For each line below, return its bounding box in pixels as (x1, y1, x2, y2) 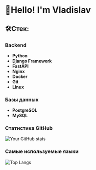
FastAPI (12, 63, 29, 69)
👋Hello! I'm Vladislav (5, 4, 91, 16)
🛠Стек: (5, 24, 29, 33)
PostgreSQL (12, 107, 38, 113)
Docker (12, 73, 28, 79)
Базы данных (5, 96, 39, 103)
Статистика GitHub (5, 125, 53, 132)
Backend (5, 42, 27, 49)
